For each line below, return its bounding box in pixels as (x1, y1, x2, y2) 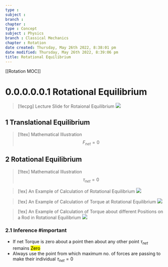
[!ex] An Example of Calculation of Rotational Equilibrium (17, 188, 135, 194)
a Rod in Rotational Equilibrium (17, 214, 81, 220)
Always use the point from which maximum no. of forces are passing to (12, 250, 161, 256)
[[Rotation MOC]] (5, 68, 41, 74)
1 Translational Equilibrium (5, 118, 90, 126)
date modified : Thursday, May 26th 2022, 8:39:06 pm (5, 50, 119, 55)
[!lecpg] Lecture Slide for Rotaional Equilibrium (17, 103, 115, 109)
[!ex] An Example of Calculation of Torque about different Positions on (17, 208, 163, 214)
